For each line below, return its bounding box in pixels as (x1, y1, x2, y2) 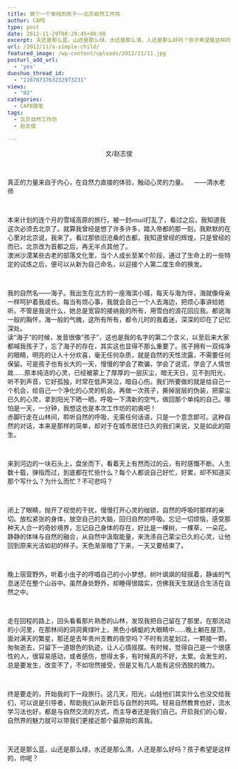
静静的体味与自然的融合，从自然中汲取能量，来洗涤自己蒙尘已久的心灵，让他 (7, 532, 231, 541)
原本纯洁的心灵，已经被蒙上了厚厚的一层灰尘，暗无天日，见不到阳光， (24, 368, 229, 376)
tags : (7, 109, 23, 116)
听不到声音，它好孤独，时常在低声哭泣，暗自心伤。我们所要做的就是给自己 (7, 377, 225, 386)
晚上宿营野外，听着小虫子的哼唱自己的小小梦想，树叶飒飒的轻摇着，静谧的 (7, 570, 225, 578)
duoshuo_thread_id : (7, 69, 65, 77)
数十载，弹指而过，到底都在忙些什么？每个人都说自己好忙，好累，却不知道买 (7, 468, 231, 476)
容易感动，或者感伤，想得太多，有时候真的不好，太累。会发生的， (38, 651, 231, 660)
